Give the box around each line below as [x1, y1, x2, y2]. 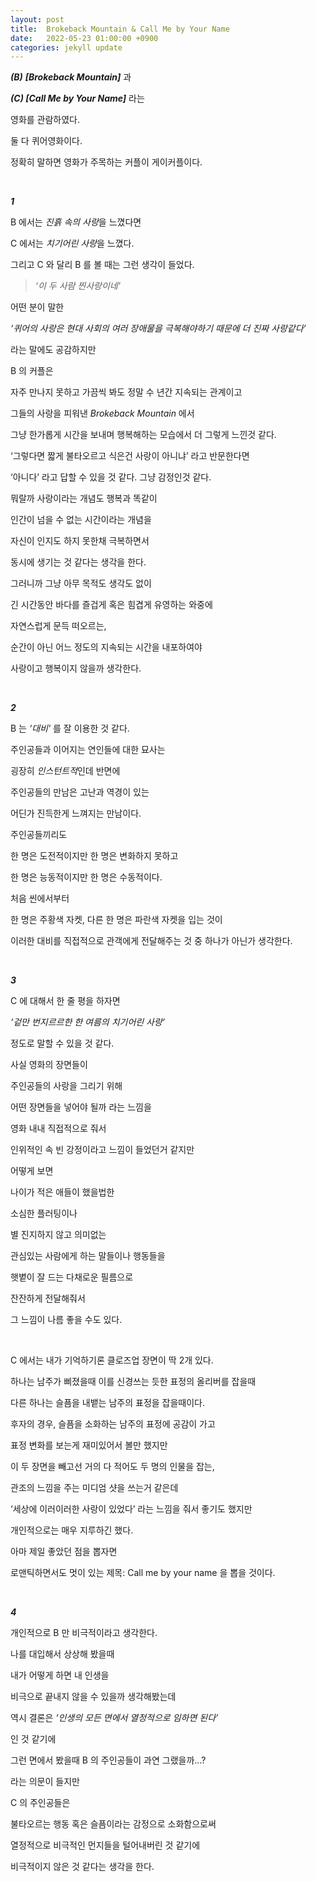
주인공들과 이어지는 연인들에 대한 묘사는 [10, 744, 166, 756]
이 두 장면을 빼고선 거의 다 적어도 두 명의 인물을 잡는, [10, 1461, 215, 1473]
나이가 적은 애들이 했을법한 [10, 1186, 115, 1198]
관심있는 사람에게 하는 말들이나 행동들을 [10, 1250, 166, 1262]
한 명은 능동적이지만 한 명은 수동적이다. [10, 871, 163, 883]
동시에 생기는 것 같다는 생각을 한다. [10, 556, 147, 568]
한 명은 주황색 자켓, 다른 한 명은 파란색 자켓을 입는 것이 [10, 914, 223, 926]
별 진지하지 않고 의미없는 [10, 1229, 107, 1241]
